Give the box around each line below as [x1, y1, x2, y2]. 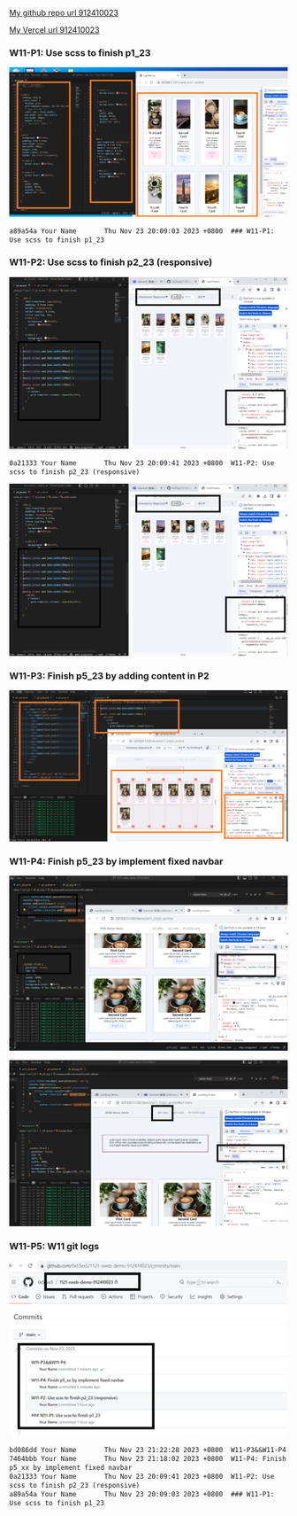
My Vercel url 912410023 [9, 25, 100, 35]
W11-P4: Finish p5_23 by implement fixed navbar [9, 855, 224, 867]
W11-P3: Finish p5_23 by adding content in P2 [9, 669, 209, 681]
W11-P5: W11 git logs [9, 1240, 100, 1252]
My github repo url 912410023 [9, 8, 119, 18]
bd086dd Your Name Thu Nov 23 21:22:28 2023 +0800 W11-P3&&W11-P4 [9, 1446, 287, 1455]
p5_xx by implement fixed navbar [9, 1464, 133, 1473]
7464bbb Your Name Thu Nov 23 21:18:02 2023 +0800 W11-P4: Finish [9, 1455, 287, 1464]
